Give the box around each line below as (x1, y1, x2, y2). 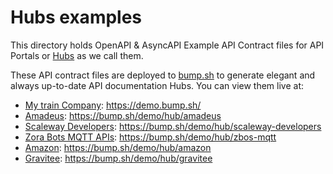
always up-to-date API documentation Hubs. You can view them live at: (10, 79, 305, 91)
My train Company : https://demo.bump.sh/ (24, 99, 202, 111)
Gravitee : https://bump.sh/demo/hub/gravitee (24, 152, 213, 164)
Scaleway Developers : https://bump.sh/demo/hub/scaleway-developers (24, 120, 322, 132)
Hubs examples (10, 6, 143, 29)
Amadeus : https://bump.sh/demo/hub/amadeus (24, 109, 222, 121)
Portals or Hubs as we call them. (10, 49, 144, 61)
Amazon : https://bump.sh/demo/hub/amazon (24, 141, 212, 153)
